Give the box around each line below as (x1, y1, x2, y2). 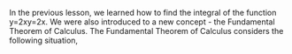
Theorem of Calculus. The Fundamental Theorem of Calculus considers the (9, 26, 284, 36)
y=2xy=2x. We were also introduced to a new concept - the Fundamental (9, 17, 276, 27)
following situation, (9, 35, 78, 45)
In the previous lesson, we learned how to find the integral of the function (9, 8, 277, 17)
